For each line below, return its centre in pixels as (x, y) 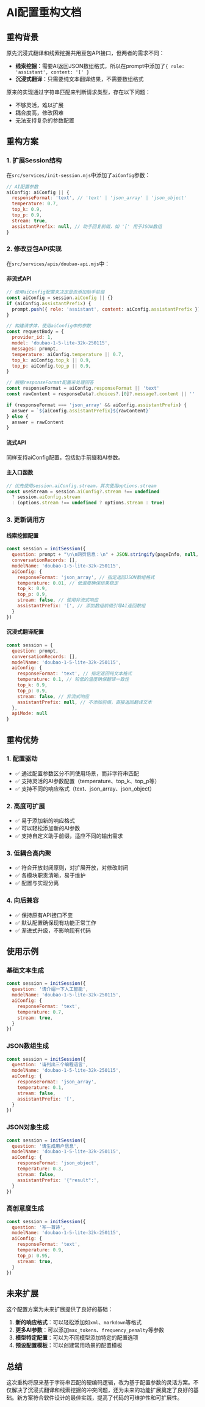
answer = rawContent (38, 422)
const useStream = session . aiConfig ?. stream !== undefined (83, 491)
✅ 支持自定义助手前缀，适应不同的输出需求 (69, 836)
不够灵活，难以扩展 (39, 105)
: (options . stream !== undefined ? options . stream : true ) (88, 503)
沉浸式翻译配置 (25, 632)
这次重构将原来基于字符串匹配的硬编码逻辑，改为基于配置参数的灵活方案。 (100, 1382)
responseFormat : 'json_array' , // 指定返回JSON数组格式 (86, 577)
